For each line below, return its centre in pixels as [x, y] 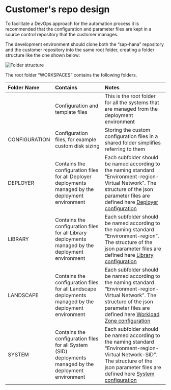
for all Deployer [73, 176]
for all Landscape [76, 288]
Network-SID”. [139, 354]
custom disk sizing [77, 145]
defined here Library [129, 255]
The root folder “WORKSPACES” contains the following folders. [71, 75]
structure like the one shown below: [43, 55]
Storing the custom [127, 130]
